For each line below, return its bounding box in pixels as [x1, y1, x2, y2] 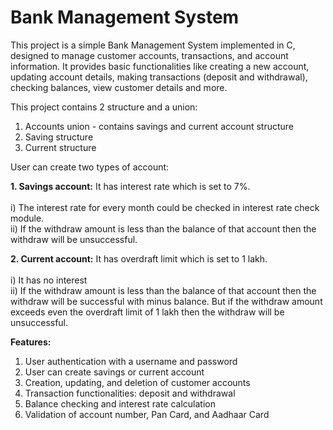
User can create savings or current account [24, 366, 205, 378]
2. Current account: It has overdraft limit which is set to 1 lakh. [10, 252, 268, 265]
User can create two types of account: [10, 161, 170, 173]
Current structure [24, 141, 97, 153]
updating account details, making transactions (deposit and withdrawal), [10, 71, 308, 83]
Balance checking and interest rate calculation [24, 397, 216, 410]
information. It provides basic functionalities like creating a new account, [10, 60, 310, 72]
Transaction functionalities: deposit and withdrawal [24, 387, 236, 399]
